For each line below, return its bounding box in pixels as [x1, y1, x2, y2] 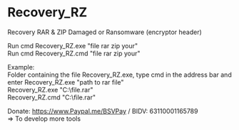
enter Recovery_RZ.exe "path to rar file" [7, 77, 124, 86]
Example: [7, 63, 35, 71]
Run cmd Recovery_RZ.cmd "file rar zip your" [7, 49, 141, 58]
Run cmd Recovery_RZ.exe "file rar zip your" [7, 41, 138, 50]
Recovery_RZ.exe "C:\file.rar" [7, 85, 93, 94]
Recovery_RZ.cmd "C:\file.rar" [7, 93, 96, 102]
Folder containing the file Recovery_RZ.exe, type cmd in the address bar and [7, 70, 232, 79]
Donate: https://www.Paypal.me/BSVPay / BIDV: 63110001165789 [7, 107, 198, 115]
